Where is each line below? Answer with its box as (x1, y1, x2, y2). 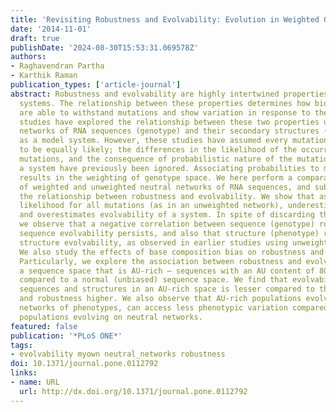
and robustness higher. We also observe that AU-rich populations (19, 294, 302, 304)
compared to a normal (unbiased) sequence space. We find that (19, 275, 288, 285)
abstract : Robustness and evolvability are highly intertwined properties (10, 89, 329, 99)
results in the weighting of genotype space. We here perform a (19, 172, 293, 183)
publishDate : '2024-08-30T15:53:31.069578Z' (10, 42, 199, 53)
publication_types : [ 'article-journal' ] (10, 80, 182, 90)
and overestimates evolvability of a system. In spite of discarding (19, 210, 315, 220)
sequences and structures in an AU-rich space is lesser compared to (19, 284, 315, 295)
